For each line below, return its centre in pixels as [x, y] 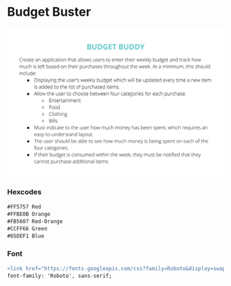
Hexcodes [24, 191]
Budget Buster [49, 12]
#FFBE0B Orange [29, 214]
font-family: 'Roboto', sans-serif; [59, 276]
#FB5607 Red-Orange [35, 221]
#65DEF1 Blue [26, 236]
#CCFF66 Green [27, 228]
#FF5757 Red [24, 207]
